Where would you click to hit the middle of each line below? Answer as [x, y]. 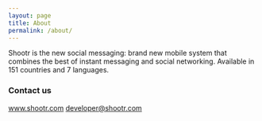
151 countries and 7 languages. [59, 70]
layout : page [30, 16]
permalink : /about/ [40, 30]
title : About [30, 23]
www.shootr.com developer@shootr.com [75, 107]
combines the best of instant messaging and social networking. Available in [131, 61]
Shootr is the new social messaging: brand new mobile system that [118, 53]
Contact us [30, 91]
